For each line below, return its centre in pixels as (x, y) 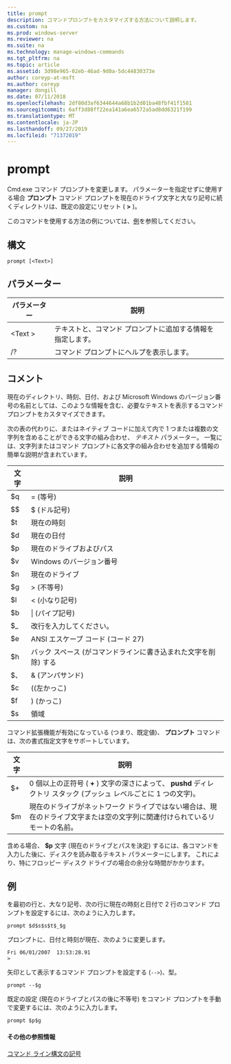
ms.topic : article (33, 65)
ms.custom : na (27, 26)
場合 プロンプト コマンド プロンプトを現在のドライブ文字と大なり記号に (114, 198)
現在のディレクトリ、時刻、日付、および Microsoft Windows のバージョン (111, 396)
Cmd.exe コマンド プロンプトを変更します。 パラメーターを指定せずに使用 (112, 190)
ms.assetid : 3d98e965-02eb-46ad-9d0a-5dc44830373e (81, 71)
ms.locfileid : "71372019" (44, 135)
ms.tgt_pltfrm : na (33, 59)
